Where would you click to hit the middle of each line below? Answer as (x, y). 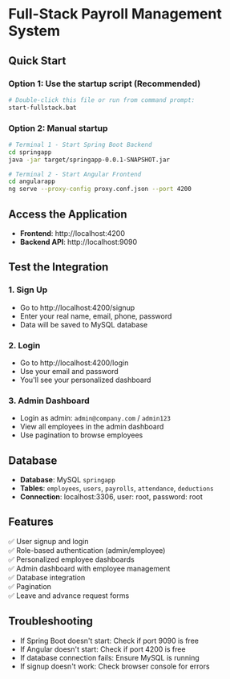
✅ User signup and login (49, 541)
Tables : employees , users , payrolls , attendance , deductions (117, 488)
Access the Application (68, 214)
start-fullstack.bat (43, 108)
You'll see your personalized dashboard (85, 380)
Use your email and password (69, 371)
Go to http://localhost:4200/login (74, 363)
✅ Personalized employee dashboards (71, 559)
